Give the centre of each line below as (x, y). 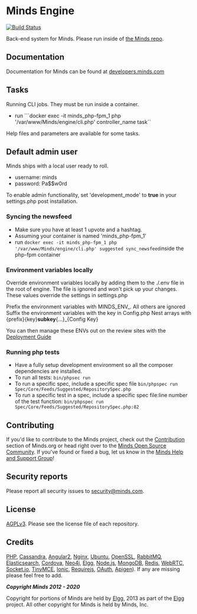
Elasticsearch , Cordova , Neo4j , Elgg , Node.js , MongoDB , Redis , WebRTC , (95, 563)
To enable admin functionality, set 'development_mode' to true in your (91, 195)
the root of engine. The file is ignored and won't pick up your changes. (92, 289)
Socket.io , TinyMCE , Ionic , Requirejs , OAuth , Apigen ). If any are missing (93, 569)
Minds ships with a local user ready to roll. (58, 166)
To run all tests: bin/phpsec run (52, 377)
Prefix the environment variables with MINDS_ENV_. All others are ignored (96, 306)
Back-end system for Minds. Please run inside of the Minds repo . (85, 38)
